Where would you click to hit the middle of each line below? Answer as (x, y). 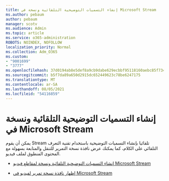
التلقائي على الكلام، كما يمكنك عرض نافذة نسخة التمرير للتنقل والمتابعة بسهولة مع (82, 148)
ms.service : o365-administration (41, 38)
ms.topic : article (25, 33)
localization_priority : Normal (38, 47)
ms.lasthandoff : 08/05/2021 (35, 89)
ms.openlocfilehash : (27, 71)
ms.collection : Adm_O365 (32, 52)
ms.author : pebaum (25, 15)
